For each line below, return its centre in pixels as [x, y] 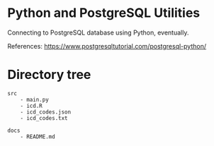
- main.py [35, 99]
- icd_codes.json [46, 112]
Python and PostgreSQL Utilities [104, 13]
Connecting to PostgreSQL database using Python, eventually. [98, 32]
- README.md [38, 136]
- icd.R [31, 106]
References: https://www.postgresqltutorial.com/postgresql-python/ [107, 46]
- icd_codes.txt [44, 118]
